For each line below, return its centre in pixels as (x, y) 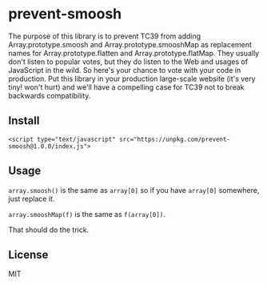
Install (24, 121)
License (28, 254)
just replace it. (32, 199)
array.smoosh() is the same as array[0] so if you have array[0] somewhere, (134, 190)
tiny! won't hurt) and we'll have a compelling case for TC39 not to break (127, 87)
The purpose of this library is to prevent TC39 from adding (105, 36)
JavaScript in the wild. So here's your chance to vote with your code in (125, 70)
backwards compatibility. (50, 95)
